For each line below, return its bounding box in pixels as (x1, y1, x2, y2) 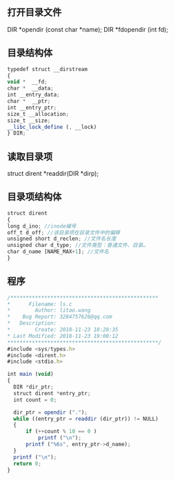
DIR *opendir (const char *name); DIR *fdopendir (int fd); (7, 25, 169, 33)
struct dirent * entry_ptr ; (13, 390, 91, 397)
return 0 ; (13, 460, 41, 467)
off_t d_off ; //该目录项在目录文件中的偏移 (7, 229, 121, 236)
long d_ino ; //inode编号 (7, 223, 76, 230)
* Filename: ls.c (7, 301, 72, 308)
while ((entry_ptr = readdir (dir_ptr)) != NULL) (13, 415, 158, 422)
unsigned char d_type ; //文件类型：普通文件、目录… (7, 242, 146, 249)
